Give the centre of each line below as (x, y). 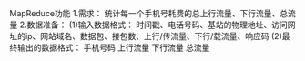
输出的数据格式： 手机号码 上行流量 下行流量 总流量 (113, 47)
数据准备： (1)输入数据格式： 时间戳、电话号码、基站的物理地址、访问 (158, 25)
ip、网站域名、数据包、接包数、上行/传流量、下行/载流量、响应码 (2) (153, 36)
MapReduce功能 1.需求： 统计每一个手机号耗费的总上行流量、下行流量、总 (149, 13)
